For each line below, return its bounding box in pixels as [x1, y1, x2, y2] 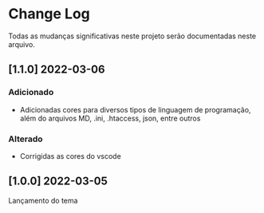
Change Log [8, 5, 90, 23]
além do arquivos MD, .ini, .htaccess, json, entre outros [19, 113, 201, 123]
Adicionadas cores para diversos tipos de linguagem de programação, [19, 105, 251, 114]
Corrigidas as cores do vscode [19, 151, 121, 160]
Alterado [8, 133, 43, 144]
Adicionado [8, 87, 54, 98]
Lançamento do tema [8, 195, 78, 205]
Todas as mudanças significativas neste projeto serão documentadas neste [8, 31, 257, 41]
